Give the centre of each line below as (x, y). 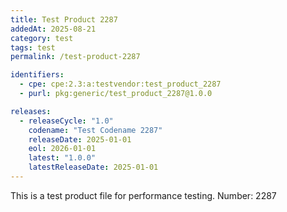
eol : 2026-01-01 (62, 149)
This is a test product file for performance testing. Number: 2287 (143, 195)
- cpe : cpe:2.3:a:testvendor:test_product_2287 (120, 84)
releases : (31, 111)
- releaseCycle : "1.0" (66, 121)
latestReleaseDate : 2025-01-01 (93, 167)
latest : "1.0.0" (62, 158)
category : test (42, 38)
